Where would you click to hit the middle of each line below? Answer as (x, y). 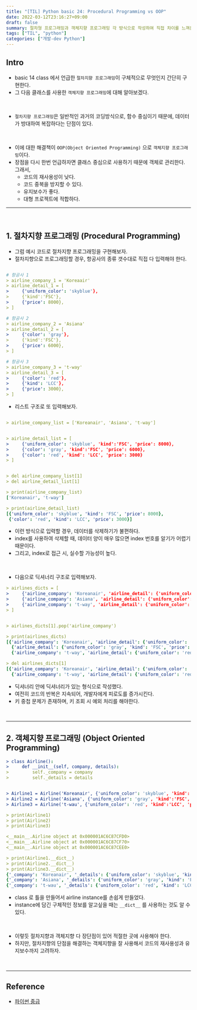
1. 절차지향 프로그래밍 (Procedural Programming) (93, 236)
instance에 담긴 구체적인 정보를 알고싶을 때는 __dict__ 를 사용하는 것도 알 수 (102, 905)
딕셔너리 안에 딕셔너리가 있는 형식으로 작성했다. (69, 686)
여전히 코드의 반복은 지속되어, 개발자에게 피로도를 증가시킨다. (84, 694)
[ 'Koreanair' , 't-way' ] (35, 497)
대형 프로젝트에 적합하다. (52, 199)
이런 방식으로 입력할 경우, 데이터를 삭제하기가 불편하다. (77, 531)
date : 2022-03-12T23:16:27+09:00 (47, 17)
